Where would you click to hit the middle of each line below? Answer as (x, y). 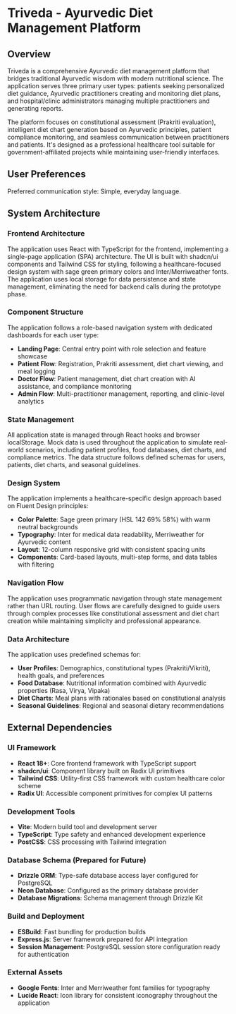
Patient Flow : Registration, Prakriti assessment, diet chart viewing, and (120, 363)
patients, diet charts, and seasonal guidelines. (74, 465)
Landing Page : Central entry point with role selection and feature (112, 349)
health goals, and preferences (61, 675)
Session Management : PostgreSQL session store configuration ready (119, 946)
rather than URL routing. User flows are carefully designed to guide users (114, 605)
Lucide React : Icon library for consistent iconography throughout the (117, 995)
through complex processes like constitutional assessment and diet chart (113, 613)
